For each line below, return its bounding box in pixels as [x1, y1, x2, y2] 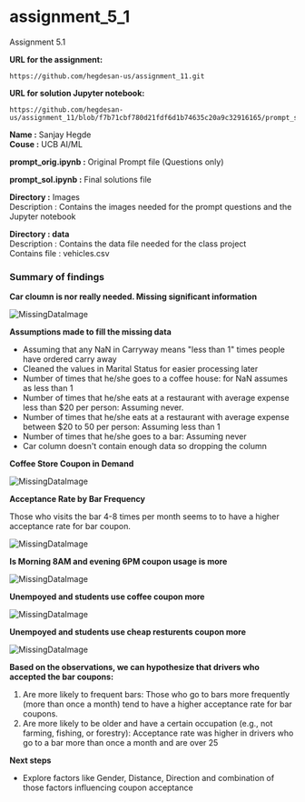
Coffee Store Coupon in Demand [9, 458, 134, 469]
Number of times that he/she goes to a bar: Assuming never [22, 431, 247, 442]
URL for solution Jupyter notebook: [9, 87, 145, 98]
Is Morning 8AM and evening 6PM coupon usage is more [9, 556, 228, 567]
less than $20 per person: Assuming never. [22, 402, 184, 413]
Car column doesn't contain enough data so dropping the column [22, 441, 268, 452]
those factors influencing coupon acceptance [22, 782, 193, 793]
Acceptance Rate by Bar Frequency [9, 494, 145, 505]
